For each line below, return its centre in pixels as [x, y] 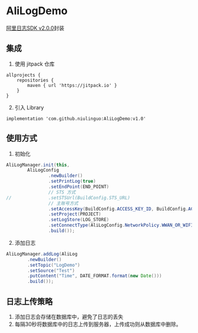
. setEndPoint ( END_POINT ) [79, 187]
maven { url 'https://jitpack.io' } [72, 85]
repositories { [35, 80]
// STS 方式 [62, 192]
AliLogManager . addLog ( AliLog [42, 254]
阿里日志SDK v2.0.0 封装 [35, 28]
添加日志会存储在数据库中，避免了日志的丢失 [69, 317]
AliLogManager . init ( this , [38, 165]
